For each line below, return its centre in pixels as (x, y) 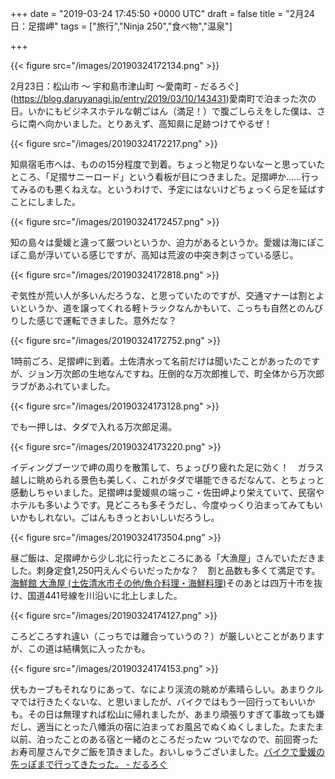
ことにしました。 (45, 201)
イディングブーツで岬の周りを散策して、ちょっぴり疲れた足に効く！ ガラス (167, 467)
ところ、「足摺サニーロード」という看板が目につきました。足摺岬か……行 (160, 176)
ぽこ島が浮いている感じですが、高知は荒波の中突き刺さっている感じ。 (154, 255)
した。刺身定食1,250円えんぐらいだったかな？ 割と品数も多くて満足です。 (165, 570)
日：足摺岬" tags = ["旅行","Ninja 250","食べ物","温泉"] (121, 26)
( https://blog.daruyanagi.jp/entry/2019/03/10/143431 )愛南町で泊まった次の (163, 98)
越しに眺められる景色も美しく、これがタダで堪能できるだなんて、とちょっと (167, 480)
